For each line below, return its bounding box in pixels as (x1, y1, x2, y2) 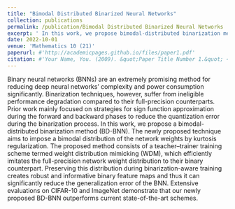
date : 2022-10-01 (7, 36, 58, 43)
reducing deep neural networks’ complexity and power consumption (7, 82, 204, 91)
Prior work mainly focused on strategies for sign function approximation (7, 104, 215, 113)
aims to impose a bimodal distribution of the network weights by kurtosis (7, 134, 217, 143)
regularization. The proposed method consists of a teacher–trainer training (7, 141, 222, 150)
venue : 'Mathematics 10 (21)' (7, 43, 96, 50)
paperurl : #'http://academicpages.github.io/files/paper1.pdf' (7, 50, 196, 57)
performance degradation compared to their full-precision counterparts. (7, 97, 215, 106)
